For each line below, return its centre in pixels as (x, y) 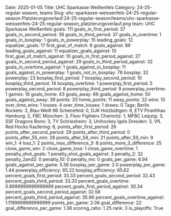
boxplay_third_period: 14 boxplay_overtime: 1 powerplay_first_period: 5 (79, 83)
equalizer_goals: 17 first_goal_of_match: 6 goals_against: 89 (68, 45)
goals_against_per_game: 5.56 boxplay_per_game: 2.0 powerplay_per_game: (86, 165)
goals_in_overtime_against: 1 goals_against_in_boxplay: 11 (66, 67)
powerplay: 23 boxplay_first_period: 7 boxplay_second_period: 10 (74, 78)
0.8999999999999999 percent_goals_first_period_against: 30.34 (74, 186)
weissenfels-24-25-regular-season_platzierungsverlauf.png (68, 23)
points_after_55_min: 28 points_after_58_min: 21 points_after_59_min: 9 (79, 138)
